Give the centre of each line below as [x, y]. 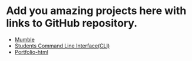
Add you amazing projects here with [96, 11]
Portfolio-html [32, 52]
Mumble [25, 39]
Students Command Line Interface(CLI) [62, 46]
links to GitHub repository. [72, 23]
